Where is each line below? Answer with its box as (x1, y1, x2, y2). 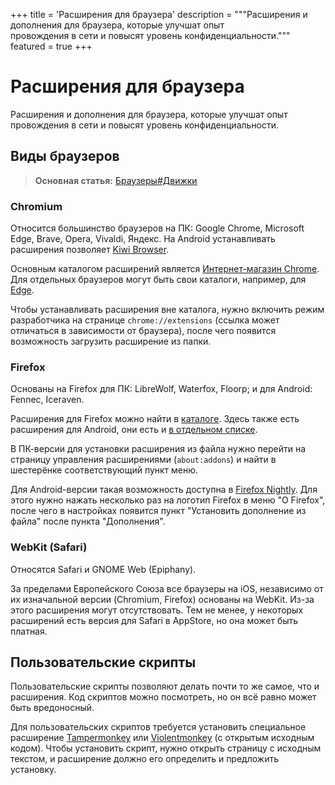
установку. (10, 764, 57, 776)
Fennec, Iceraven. (10, 394, 85, 406)
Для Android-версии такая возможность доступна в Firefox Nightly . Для (10, 484, 318, 496)
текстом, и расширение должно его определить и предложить (10, 753, 279, 765)
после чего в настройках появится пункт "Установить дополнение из (10, 505, 307, 517)
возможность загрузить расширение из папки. (10, 335, 212, 348)
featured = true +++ (10, 40, 93, 52)
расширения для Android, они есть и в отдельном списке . (10, 424, 258, 436)
